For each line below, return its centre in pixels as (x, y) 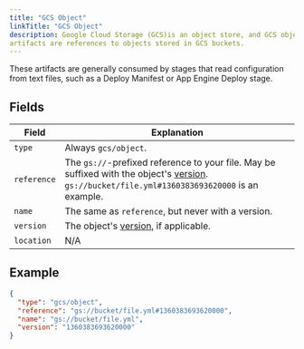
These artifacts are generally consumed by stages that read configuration (147, 69)
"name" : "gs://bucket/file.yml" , (81, 319)
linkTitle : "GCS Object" (56, 26)
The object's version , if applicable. (138, 226)
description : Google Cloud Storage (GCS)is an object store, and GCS (143, 34)
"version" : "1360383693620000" (76, 327)
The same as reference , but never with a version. (169, 211)
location (33, 241)
